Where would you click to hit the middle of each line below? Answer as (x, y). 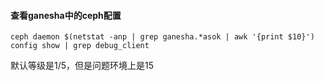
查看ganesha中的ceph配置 (66, 15)
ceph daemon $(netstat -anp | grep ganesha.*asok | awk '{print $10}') (162, 37)
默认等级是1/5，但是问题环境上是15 (82, 66)
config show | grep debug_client (80, 46)
